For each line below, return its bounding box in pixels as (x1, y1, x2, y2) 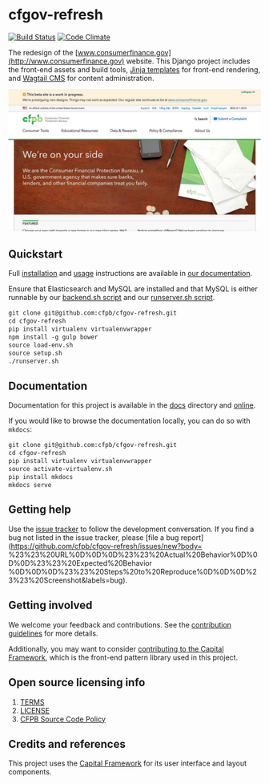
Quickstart (8, 247, 63, 261)
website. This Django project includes (126, 56, 251, 66)
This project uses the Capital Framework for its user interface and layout (8, 758, 247, 768)
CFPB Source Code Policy (19, 714, 106, 724)
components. (8, 767, 52, 777)
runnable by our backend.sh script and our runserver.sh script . (8, 293, 215, 303)
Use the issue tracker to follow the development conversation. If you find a (8, 524, 255, 534)
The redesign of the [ (8, 47, 78, 57)
